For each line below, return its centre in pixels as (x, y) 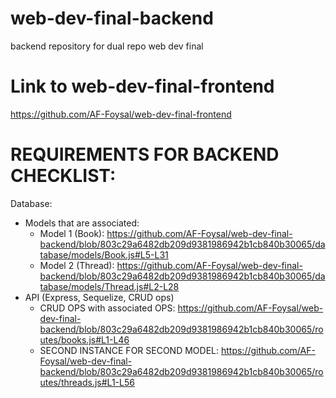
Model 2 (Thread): (77, 265)
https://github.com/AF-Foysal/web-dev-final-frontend (121, 114)
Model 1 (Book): (72, 233)
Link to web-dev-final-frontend (142, 86)
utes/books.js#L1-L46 (84, 339)
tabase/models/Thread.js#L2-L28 (109, 286)
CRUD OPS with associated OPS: (107, 308)
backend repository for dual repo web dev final (107, 46)
